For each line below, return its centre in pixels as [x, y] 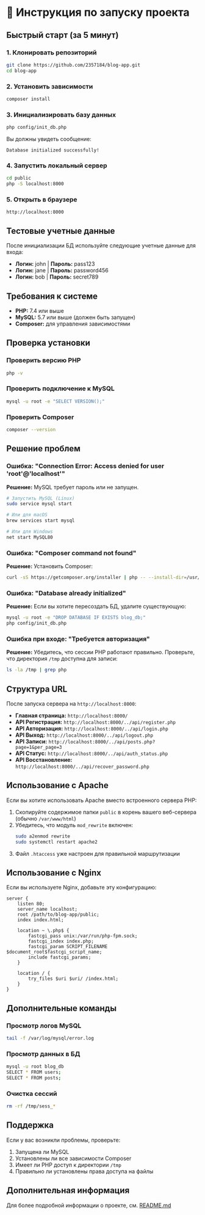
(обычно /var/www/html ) [45, 819]
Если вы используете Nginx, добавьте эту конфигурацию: [81, 888]
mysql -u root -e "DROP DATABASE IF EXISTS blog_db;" [76, 618]
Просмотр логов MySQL [44, 1026]
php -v [15, 373]
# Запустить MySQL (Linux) [41, 498]
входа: [15, 252]
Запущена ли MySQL [42, 1151]
